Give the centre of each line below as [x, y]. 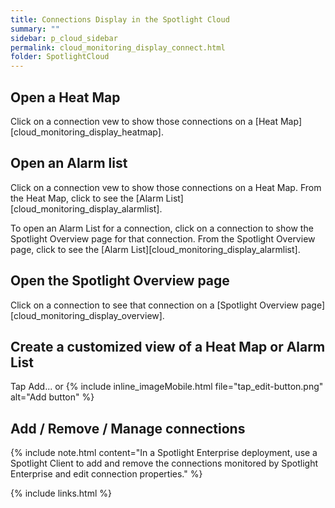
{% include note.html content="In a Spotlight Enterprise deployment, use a [164, 453]
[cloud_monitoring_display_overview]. [87, 315]
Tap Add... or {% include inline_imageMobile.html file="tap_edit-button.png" [167, 387]
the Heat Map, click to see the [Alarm [87, 198]
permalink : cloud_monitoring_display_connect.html [118, 47]
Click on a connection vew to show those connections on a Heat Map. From [166, 187]
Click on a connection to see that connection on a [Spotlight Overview [154, 305]
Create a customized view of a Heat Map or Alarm [168, 346]
